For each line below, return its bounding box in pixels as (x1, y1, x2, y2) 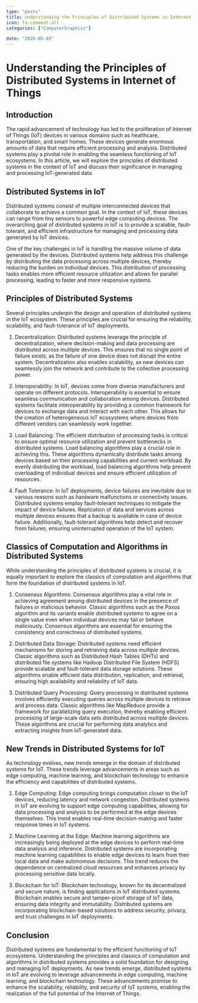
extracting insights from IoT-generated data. (14, 726, 122, 733)
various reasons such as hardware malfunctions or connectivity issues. (14, 493, 188, 500)
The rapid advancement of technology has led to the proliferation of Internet (6, 125, 192, 133)
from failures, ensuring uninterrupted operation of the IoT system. (14, 524, 175, 532)
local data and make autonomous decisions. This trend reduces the (14, 858, 179, 865)
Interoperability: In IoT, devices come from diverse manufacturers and (14, 382, 185, 389)
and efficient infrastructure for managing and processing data (27, 227, 178, 234)
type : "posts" (6, 8, 41, 15)
